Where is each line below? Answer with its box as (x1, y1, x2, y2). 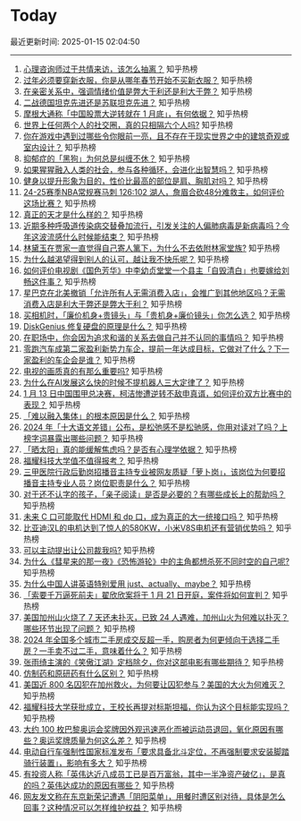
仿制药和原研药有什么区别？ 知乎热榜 (22, 668, 159, 679)
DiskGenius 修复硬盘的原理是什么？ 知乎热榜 (22, 321, 188, 331)
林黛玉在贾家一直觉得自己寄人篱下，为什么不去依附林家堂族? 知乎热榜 (22, 243, 280, 253)
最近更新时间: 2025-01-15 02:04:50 (10, 36, 140, 47)
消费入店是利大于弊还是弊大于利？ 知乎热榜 (22, 298, 182, 309)
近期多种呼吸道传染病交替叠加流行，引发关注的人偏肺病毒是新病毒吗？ (22, 220, 282, 231)
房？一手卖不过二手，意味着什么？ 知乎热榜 (22, 646, 182, 656)
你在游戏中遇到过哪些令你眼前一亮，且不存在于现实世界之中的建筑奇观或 (22, 131, 289, 141)
